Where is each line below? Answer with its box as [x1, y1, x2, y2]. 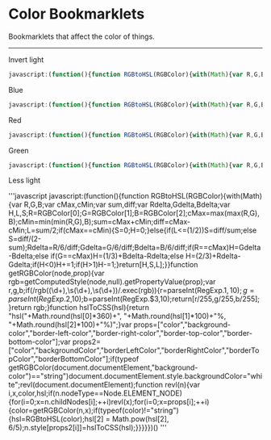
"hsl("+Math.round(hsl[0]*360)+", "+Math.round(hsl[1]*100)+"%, [8, 312, 227, 321]
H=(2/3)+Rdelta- [185, 251, 241, 261]
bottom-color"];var [8, 337, 71, 347]
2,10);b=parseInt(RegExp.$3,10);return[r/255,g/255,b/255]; [65, 294, 261, 304]
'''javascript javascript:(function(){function [8, 191, 149, 201]
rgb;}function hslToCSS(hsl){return [33, 303, 150, 312]
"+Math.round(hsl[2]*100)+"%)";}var [8, 320, 132, 329]
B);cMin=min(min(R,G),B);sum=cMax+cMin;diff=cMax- [8, 217, 191, 227]
